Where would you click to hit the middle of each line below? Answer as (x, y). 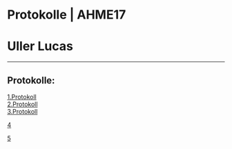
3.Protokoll (22, 111)
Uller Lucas (40, 47)
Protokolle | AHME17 (67, 15)
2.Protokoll (22, 104)
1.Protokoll (22, 97)
